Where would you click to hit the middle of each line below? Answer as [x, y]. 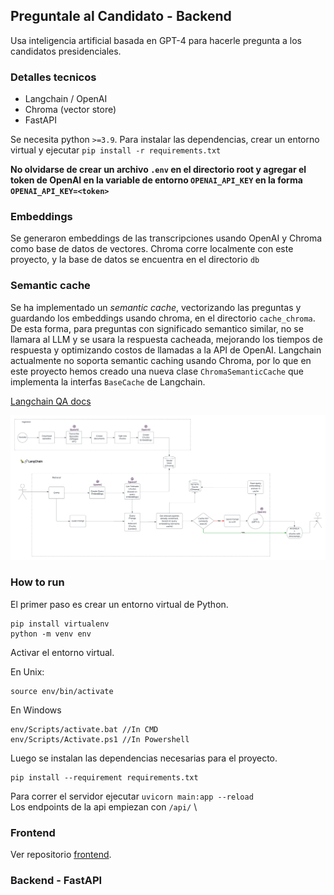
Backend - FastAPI [56, 881]
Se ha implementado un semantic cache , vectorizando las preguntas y [156, 307]
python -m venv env [51, 634]
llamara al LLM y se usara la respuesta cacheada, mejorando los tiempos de [166, 339]
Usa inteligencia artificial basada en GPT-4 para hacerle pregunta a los [156, 40]
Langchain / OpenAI [66, 99]
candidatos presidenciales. [66, 51]
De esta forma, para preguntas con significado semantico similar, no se [157, 328]
